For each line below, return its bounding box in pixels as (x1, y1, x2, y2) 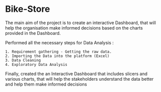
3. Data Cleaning (5, 58, 41, 62)
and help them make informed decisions (5, 81, 88, 87)
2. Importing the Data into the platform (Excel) (5, 53, 110, 59)
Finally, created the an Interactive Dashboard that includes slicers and (5, 70, 148, 77)
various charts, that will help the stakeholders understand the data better (5, 76, 154, 82)
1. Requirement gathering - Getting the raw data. (5, 49, 112, 54)
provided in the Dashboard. (5, 30, 61, 36)
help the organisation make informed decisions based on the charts (5, 25, 143, 31)
